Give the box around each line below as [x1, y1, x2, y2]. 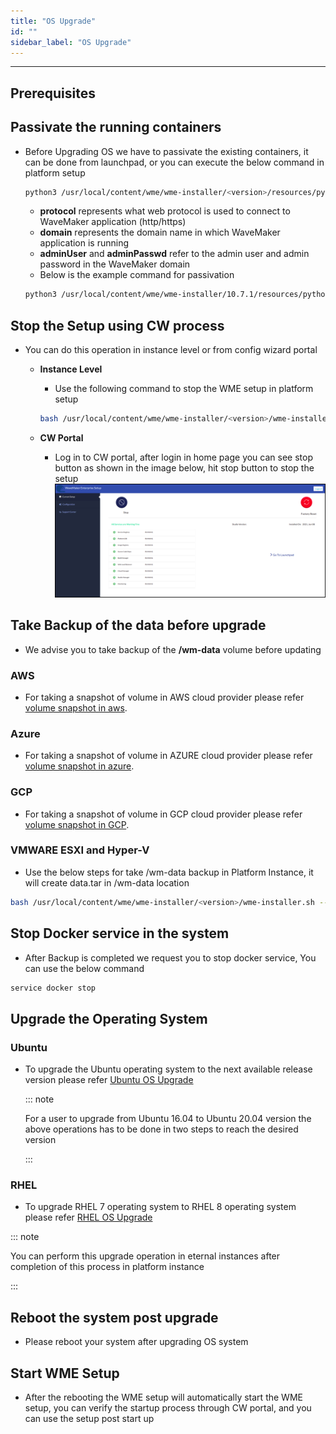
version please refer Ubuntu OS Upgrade [24, 1074, 194, 1086]
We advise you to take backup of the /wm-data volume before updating [24, 643, 322, 655]
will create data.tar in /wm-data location [24, 876, 190, 889]
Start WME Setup [10, 1365, 120, 1382]
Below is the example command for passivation [39, 269, 235, 281]
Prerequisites [10, 85, 96, 102]
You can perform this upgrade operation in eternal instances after [10, 1250, 281, 1262]
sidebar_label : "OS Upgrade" [10, 37, 132, 47]
